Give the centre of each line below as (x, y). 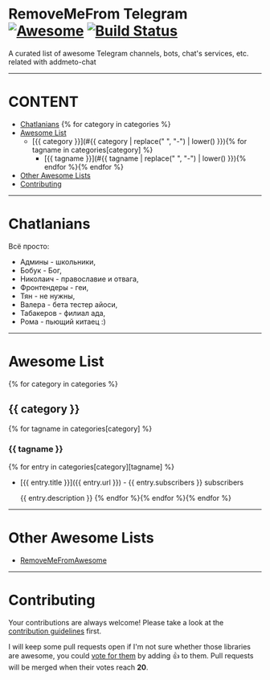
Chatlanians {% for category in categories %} (95, 124)
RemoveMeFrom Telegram (98, 14)
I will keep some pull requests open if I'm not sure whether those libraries (130, 646)
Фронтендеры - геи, (54, 287)
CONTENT (43, 102)
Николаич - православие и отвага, (79, 279)
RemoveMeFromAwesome (63, 560)
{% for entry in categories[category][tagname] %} (92, 466)
